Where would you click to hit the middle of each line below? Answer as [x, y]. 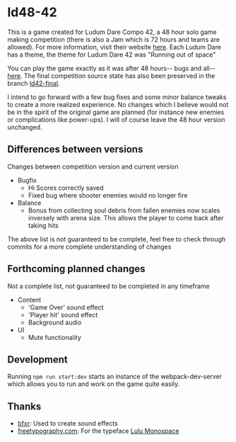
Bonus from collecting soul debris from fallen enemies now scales [124, 210]
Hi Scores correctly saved [66, 188]
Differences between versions [75, 149]
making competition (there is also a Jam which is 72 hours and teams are [114, 39]
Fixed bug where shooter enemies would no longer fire [108, 195]
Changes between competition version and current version [93, 166]
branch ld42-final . [34, 83]
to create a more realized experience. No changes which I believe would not [118, 104]
